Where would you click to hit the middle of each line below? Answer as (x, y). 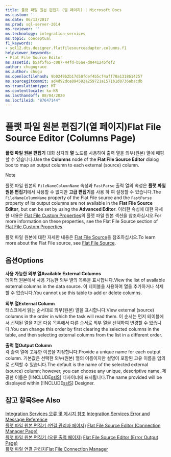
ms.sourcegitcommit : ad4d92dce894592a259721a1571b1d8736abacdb (74, 81)
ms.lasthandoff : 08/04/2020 (35, 95)
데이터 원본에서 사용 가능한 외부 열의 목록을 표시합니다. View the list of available (85, 280)
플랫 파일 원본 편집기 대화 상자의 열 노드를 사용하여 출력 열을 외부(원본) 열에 (80, 153)
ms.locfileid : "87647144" (33, 100)
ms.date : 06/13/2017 (27, 19)
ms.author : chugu (24, 72)
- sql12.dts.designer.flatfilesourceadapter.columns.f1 (66, 48)
